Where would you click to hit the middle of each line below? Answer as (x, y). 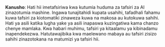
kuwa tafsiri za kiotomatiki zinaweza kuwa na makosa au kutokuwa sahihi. (82, 18)
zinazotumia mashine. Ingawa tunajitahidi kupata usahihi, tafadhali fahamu (83, 12)
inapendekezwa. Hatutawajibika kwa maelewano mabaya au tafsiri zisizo (81, 34)
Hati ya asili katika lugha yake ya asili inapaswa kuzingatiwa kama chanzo (82, 23)
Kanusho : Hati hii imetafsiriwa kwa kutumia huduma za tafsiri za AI (75, 7)
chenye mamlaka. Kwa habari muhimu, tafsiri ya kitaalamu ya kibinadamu (81, 28)
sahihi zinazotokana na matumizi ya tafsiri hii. (52, 39)
